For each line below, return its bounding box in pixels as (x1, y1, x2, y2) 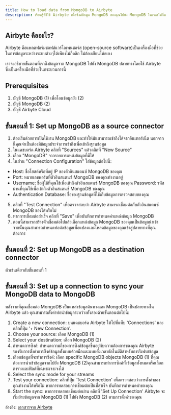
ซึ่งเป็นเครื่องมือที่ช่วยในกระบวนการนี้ (5, 66, 66, 72)
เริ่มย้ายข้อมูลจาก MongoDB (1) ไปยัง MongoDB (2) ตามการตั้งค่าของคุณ (12, 394, 142, 400)
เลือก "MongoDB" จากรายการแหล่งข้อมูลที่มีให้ (12, 152, 95, 158)
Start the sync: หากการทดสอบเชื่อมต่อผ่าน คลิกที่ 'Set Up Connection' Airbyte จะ (12, 388, 165, 394)
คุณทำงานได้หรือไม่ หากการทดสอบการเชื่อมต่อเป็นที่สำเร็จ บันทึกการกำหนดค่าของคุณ (12, 382, 153, 388)
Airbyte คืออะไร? (5, 31, 54, 40)
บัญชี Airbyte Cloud (12, 107, 51, 113)
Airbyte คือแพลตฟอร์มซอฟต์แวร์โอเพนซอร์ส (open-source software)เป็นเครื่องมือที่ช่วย (5, 44, 163, 51)
